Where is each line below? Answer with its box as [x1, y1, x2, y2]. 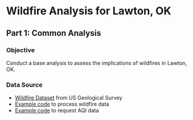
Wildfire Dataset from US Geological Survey [14, 94, 123, 101]
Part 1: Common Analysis [6, 28, 101, 38]
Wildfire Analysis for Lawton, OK [6, 4, 172, 18]
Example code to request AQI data [14, 107, 99, 114]
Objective [6, 46, 35, 54]
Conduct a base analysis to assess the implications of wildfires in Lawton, [6, 59, 188, 66]
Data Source [6, 81, 43, 89]
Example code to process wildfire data [14, 100, 110, 108]
